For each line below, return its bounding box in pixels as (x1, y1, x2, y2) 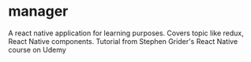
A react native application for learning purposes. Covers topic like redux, (8, 28, 244, 38)
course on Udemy (8, 45, 67, 54)
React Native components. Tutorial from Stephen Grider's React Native (8, 36, 238, 46)
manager (8, 2, 69, 20)
